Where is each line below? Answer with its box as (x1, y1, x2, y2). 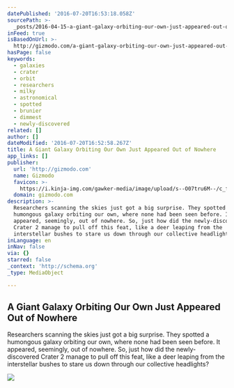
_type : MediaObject (7, 269, 64, 276)
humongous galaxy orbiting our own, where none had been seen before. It (7, 338, 221, 346)
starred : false (7, 256, 52, 263)
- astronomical (13, 95, 58, 102)
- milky (13, 88, 36, 95)
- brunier (13, 107, 42, 114)
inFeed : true (7, 29, 45, 37)
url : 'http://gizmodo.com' (13, 165, 92, 173)
